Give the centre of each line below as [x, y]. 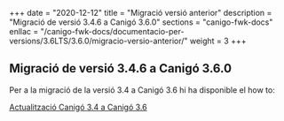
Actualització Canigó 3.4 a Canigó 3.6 [79, 107]
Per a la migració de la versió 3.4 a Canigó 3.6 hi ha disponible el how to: [142, 90]
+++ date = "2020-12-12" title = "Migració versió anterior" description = [141, 13]
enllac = [24, 31]
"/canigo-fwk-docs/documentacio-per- [112, 31]
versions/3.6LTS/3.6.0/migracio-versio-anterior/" [99, 41]
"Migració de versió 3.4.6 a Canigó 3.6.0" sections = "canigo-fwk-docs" [141, 22]
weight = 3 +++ [218, 41]
